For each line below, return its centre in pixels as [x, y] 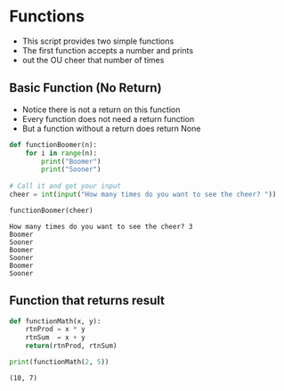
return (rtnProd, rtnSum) [71, 346]
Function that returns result [87, 301]
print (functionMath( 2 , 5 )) [59, 362]
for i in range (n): [61, 153]
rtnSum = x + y [56, 338]
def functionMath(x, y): [55, 321]
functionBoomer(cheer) [51, 210]
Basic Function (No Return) [85, 88]
